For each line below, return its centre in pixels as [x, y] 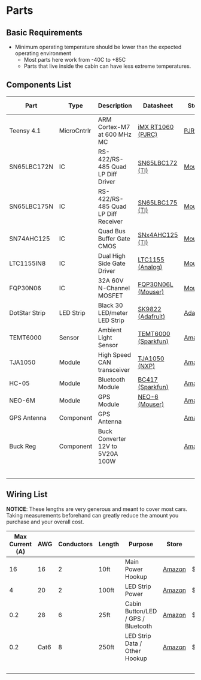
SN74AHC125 [30, 239]
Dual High [112, 255]
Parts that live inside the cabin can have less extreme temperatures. [107, 66]
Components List [39, 85]
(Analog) [150, 267]
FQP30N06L [156, 284]
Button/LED [141, 611]
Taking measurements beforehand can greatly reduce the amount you [92, 515]
